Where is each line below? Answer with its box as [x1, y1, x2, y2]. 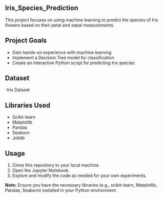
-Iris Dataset [5, 87, 30, 93]
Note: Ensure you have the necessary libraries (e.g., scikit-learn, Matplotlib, [5, 182, 157, 188]
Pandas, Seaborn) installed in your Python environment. [5, 187, 117, 193]
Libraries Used [5, 101, 50, 109]
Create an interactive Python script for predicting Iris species [12, 60, 135, 66]
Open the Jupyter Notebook [12, 168, 69, 173]
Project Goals [5, 36, 47, 45]
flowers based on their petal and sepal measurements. [5, 22, 115, 28]
